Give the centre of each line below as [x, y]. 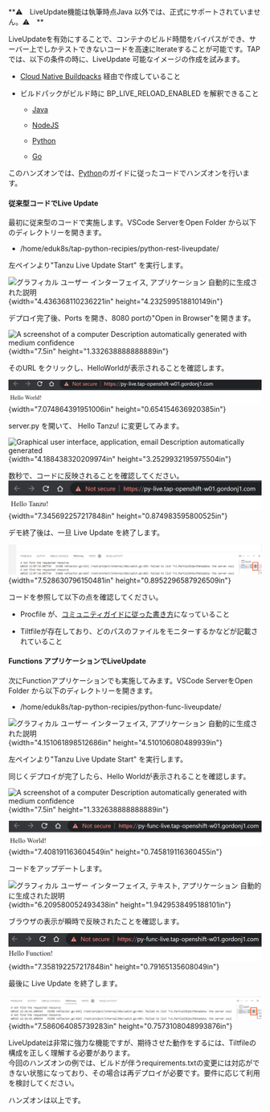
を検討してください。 [43, 1083]
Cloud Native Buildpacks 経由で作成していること [100, 76]
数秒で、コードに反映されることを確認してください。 [96, 475]
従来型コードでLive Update [53, 203]
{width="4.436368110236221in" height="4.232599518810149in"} [116, 301]
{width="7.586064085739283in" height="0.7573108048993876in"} [121, 1026]
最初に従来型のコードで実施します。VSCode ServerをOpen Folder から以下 [133, 222]
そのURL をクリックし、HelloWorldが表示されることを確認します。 [119, 368]
